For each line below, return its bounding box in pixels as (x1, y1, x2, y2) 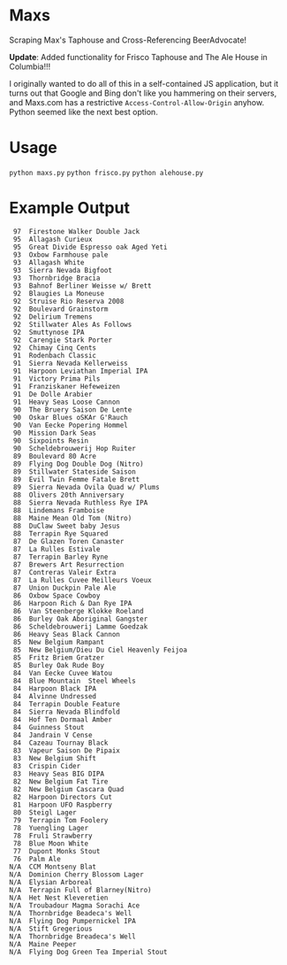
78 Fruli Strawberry (12, 831, 93, 840)
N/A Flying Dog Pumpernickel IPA (9, 916, 137, 925)
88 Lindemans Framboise (12, 506, 104, 514)
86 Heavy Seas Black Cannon (12, 629, 121, 638)
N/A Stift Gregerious (9, 924, 93, 933)
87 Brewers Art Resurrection (12, 560, 125, 569)
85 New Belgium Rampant (12, 637, 104, 646)
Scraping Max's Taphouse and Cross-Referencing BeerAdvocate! (9, 35, 247, 45)
